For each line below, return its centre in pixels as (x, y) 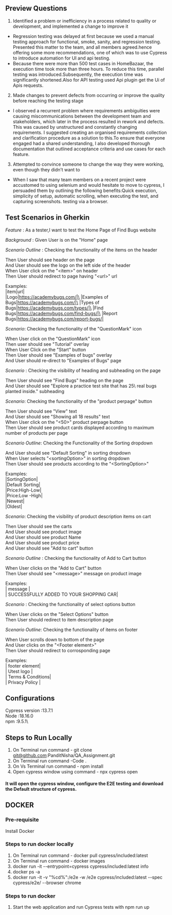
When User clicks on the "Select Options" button (57, 614)
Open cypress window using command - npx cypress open (75, 772)
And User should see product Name (43, 537)
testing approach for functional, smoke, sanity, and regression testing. (87, 42)
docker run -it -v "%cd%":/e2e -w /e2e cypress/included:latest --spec (88, 877)
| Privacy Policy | (23, 682)
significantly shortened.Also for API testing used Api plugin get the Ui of (89, 80)
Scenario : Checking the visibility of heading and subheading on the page (83, 370)
